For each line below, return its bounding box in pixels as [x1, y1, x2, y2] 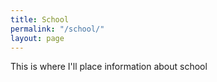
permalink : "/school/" [10, 24, 105, 34]
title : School [10, 14, 70, 25]
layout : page [10, 33, 65, 43]
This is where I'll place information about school [10, 61, 208, 73]
